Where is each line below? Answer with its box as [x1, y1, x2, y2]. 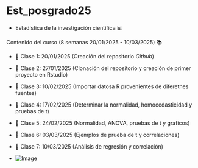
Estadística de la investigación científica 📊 [15, 24, 123, 31]
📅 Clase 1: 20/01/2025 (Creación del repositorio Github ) [15, 52, 154, 60]
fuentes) [15, 89, 37, 96]
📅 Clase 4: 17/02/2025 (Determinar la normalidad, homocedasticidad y [15, 101, 193, 108]
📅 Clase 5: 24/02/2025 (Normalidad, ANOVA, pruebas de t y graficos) [15, 119, 190, 127]
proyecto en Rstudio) [15, 71, 68, 78]
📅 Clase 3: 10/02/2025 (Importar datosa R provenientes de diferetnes [15, 83, 189, 90]
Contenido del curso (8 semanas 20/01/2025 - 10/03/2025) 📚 [6, 38, 163, 46]
